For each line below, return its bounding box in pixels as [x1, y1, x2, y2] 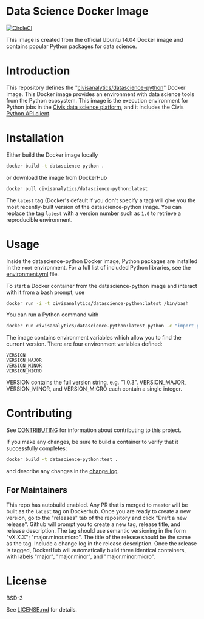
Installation [6, 131, 64, 145]
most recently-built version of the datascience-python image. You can [6, 203, 182, 210]
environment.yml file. [6, 270, 59, 278]
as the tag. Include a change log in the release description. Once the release [6, 539, 197, 547]
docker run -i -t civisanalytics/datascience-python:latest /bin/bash [6, 300, 189, 306]
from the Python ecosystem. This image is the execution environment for [6, 97, 189, 104]
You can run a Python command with [6, 311, 99, 318]
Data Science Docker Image [6, 4, 149, 18]
